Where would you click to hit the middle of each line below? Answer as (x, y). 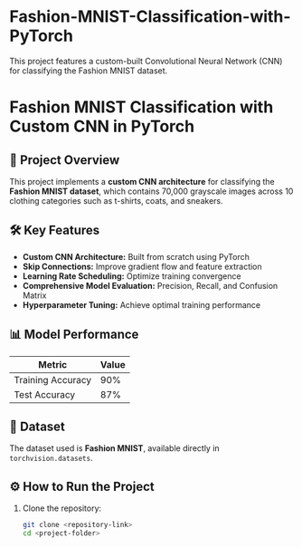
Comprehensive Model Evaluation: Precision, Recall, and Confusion (150, 285)
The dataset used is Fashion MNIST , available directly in (114, 448)
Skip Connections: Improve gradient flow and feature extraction (142, 266)
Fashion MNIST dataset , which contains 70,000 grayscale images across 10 (151, 191)
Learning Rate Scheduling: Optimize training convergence (132, 276)
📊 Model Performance (74, 335)
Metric (53, 364)
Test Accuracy (44, 394)
